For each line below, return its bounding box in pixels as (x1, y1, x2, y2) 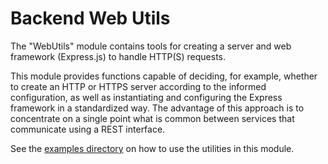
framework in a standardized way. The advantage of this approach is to (10, 102, 305, 114)
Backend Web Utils (10, 7, 171, 30)
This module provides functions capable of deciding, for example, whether (10, 70, 318, 82)
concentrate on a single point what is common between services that (10, 112, 295, 124)
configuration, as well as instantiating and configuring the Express (10, 91, 283, 103)
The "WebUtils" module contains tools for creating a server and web (10, 40, 292, 52)
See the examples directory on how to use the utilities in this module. (10, 142, 295, 154)
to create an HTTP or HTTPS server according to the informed (10, 80, 267, 92)
